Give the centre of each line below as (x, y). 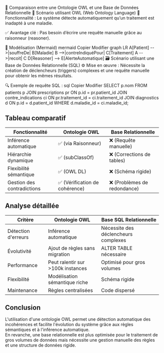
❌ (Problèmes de (129, 182)
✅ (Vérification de (78, 182)
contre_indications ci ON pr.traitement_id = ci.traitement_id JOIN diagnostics (82, 98)
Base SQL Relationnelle (129, 220)
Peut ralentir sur (66, 262)
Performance (22, 265)
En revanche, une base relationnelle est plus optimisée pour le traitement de (82, 335)
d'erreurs (18, 237)
